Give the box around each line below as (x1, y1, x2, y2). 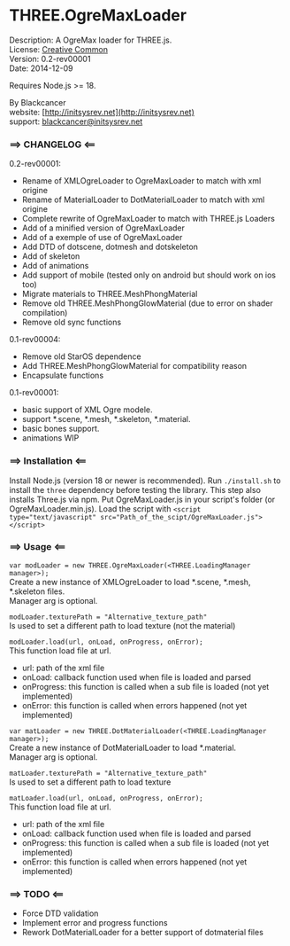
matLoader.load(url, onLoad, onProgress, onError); (9, 794, 203, 802)
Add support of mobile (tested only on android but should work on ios (21, 270, 277, 280)
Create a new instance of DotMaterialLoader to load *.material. (9, 742, 237, 753)
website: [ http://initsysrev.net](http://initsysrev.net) (9, 106, 195, 117)
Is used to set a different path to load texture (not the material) (9, 620, 236, 630)
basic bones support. (21, 423, 100, 434)
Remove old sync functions (21, 317, 122, 328)
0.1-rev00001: (9, 387, 59, 398)
